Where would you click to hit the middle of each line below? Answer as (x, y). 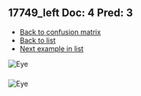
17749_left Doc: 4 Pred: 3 (71, 13)
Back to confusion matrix (60, 31)
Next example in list (52, 48)
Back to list (37, 40)
